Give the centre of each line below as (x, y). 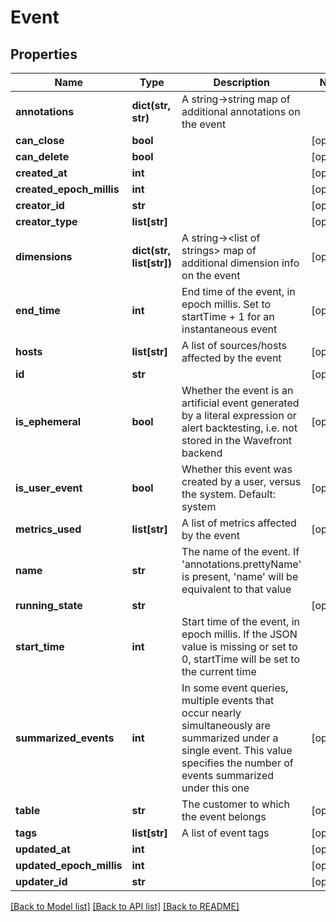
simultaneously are (226, 725)
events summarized (228, 775)
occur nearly (211, 713)
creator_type (46, 221)
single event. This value (237, 750)
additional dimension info (240, 263)
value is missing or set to (239, 646)
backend (202, 453)
